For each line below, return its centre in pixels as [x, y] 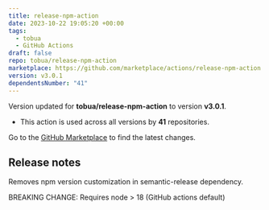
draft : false [30, 53]
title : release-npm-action [54, 16]
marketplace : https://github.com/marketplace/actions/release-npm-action [135, 68]
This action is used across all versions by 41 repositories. [114, 121]
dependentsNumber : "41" [48, 83]
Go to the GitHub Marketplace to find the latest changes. [102, 137]
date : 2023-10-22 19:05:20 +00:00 [66, 23]
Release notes [45, 162]
